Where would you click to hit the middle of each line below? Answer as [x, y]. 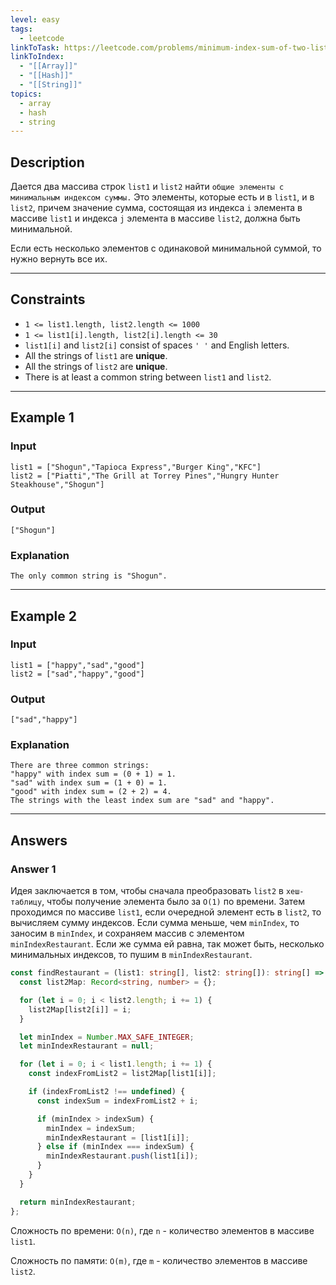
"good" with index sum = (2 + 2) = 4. [91, 792]
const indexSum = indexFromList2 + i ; [117, 1101]
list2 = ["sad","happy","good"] [77, 674]
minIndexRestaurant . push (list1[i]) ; [122, 1156]
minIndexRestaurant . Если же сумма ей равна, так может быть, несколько [167, 944]
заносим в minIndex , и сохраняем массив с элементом [127, 933]
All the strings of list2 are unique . [96, 366]
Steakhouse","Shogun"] [57, 484]
